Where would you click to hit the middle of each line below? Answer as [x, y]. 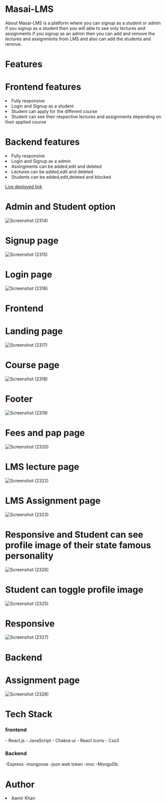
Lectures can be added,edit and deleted [52, 172]
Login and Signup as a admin [41, 161]
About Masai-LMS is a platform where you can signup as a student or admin [83, 23]
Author [20, 784]
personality [29, 556]
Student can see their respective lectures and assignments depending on [86, 117]
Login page [29, 275]
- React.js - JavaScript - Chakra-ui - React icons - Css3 [62, 741]
